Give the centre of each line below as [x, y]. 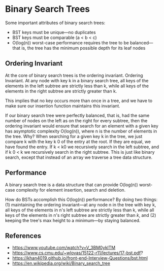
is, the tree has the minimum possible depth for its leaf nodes [83, 48]
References [23, 236]
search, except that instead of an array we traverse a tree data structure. [79, 157]
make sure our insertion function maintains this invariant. [63, 106]
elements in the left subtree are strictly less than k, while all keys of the [77, 86]
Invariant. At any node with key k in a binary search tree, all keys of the [77, 80]
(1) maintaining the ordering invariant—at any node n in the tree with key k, [81, 204]
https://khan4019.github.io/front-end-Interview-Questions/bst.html [80, 258]
